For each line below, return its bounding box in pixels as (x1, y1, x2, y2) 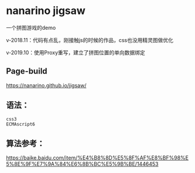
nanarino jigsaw (6, 4, 86, 18)
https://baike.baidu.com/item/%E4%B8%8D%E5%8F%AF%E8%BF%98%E (6, 154, 189, 161)
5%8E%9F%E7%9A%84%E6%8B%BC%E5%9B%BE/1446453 (6, 161, 159, 168)
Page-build (6, 66, 48, 77)
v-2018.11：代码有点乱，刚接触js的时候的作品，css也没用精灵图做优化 (6, 36, 174, 43)
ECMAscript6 (6, 121, 35, 127)
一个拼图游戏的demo (6, 24, 56, 31)
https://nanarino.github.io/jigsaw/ (6, 82, 87, 89)
